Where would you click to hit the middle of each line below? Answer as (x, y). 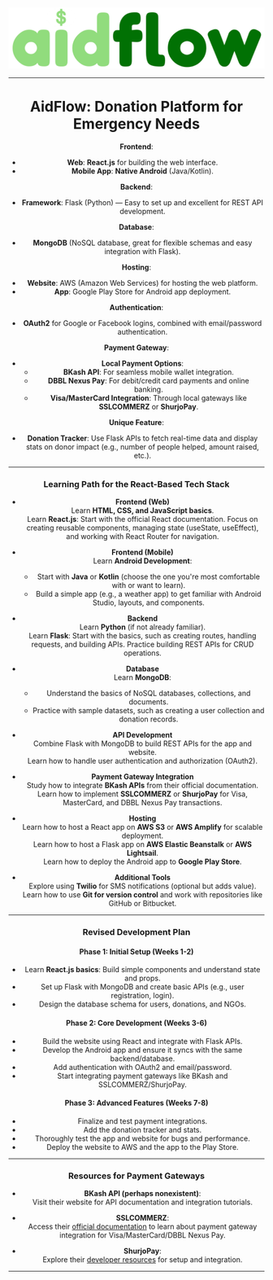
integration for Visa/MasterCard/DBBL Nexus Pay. (143, 1235)
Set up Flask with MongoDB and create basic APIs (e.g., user (143, 987)
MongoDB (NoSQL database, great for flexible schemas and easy (143, 243)
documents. (149, 702)
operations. (143, 653)
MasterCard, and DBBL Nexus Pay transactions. (143, 803)
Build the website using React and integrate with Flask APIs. (143, 1041)
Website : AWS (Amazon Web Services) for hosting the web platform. (143, 283)
